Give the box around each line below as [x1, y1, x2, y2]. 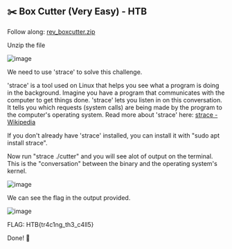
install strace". [7, 138, 48, 147]
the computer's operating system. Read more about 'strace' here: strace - [7, 110, 218, 119]
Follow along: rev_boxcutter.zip [7, 27, 96, 36]
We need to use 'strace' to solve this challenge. [7, 68, 143, 76]
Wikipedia [7, 118, 36, 126]
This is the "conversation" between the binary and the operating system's [7, 159, 218, 167]
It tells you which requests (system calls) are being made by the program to [7, 103, 223, 111]
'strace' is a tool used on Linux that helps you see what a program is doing [7, 81, 220, 89]
